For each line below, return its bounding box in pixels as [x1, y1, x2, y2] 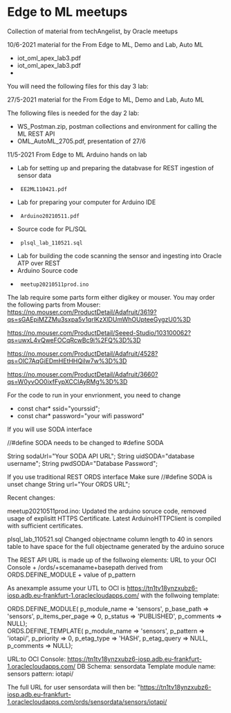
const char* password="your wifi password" [17, 411, 145, 419]
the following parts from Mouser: [7, 300, 101, 309]
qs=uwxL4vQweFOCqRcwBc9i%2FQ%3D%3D [7, 336, 141, 344]
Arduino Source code [17, 266, 78, 274]
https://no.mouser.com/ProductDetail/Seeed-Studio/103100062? [7, 328, 192, 336]
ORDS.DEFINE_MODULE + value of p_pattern [7, 570, 136, 579]
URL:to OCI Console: [7, 655, 66, 663]
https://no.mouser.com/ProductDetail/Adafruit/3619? [7, 307, 157, 316]
